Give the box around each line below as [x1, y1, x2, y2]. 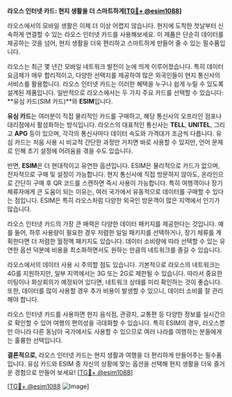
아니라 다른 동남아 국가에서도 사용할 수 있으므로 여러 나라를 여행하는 [14, 327, 198, 336]
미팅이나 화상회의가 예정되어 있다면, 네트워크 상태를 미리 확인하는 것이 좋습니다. [7, 278, 222, 286]
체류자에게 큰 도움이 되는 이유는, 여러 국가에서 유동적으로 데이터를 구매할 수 [7, 188, 211, 195]
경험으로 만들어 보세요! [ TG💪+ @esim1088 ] [14, 368, 133, 376]
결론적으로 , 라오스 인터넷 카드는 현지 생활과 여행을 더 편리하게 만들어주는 [7, 351, 204, 359]
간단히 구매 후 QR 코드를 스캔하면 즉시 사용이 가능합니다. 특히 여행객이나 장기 [14, 179, 224, 187]
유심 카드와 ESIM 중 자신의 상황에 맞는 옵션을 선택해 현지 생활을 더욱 [27, 359, 213, 368]
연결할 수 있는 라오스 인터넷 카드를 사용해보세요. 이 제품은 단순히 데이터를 [25, 31, 224, 38]
